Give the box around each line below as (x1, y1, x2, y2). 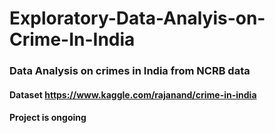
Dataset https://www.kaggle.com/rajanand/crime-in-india (9, 88, 257, 101)
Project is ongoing (9, 112, 87, 124)
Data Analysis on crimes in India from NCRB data (9, 64, 251, 78)
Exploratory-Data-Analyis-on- (9, 7, 266, 30)
